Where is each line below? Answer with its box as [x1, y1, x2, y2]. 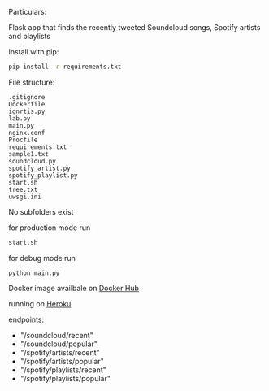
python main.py [8, 268, 60, 277]
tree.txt [8, 185, 38, 193]
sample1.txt [8, 150, 49, 158]
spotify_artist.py [8, 164, 71, 172]
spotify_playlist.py [8, 171, 79, 180]
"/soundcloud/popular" [20, 339, 98, 349]
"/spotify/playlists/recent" [20, 365, 107, 375]
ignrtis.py [8, 107, 46, 115]
